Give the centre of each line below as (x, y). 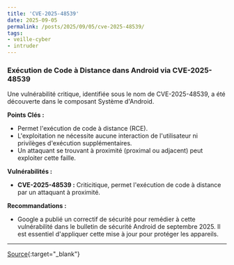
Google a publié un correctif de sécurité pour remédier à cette (107, 219)
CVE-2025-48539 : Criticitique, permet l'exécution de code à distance (119, 185)
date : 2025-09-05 (32, 20)
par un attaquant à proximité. (59, 193)
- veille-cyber (29, 40)
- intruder (23, 46)
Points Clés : (26, 115)
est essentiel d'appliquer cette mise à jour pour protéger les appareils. (118, 234)
